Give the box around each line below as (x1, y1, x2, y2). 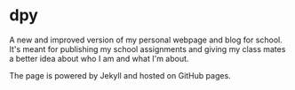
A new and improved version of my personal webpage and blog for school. (9, 34, 283, 45)
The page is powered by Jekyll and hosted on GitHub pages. (9, 70, 231, 80)
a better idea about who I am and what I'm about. (9, 53, 189, 64)
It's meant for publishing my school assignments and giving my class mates (9, 43, 286, 54)
